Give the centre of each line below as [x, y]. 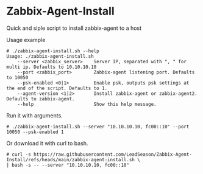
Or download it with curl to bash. [47, 143]
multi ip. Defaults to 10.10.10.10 [52, 67]
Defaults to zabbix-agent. [41, 99]
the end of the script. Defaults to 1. [57, 88]
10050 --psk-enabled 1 [35, 132]
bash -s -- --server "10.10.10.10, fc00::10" [71, 165]
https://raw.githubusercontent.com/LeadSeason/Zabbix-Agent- [112, 154]
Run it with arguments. [34, 115]
